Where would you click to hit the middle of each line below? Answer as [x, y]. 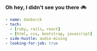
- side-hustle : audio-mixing [36, 38]
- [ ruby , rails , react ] [35, 29]
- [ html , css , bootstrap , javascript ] [51, 34]
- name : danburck [24, 20]
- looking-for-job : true [32, 43]
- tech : [14, 24]
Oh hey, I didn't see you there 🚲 [46, 7]
